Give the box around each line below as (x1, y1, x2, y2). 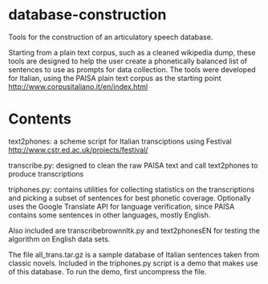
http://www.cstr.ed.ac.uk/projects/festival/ (8, 144, 148, 154)
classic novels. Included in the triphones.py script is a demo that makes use (8, 258, 258, 268)
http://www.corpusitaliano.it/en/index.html (8, 82, 148, 91)
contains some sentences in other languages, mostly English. (8, 210, 211, 220)
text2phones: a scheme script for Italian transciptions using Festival (8, 136, 232, 146)
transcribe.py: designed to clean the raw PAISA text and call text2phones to (8, 160, 258, 170)
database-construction (8, 6, 167, 24)
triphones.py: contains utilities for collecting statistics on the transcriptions (8, 185, 255, 194)
